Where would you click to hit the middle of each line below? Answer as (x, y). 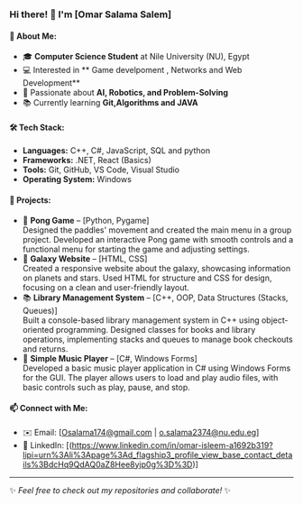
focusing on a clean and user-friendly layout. (106, 287)
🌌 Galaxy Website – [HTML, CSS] (85, 258)
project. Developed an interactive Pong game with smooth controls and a (158, 239)
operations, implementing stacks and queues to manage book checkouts (157, 339)
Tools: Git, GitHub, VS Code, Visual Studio (101, 170)
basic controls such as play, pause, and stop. (106, 387)
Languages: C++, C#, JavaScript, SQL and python (116, 151)
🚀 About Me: (33, 36)
